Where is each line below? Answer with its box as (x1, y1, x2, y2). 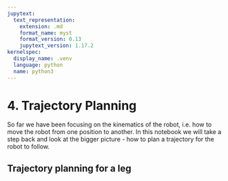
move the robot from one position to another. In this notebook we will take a (7, 128, 222, 136)
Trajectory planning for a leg (7, 162, 132, 174)
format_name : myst (19, 29, 72, 37)
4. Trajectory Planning (7, 97, 137, 113)
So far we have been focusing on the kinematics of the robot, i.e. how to (7, 120, 212, 128)
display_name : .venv (13, 55, 72, 62)
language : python (13, 61, 63, 68)
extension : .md (19, 23, 63, 30)
